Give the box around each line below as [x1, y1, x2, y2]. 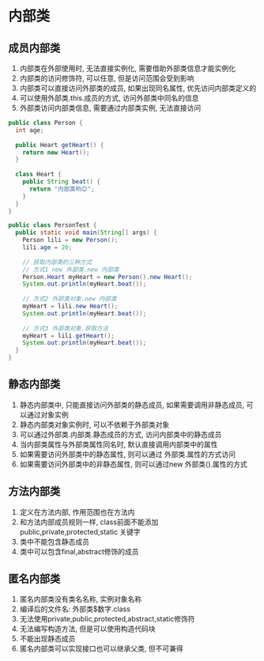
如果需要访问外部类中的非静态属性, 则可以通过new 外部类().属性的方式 [19, 459, 247, 469]
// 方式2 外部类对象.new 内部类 [22, 295, 117, 303]
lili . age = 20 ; [22, 244, 73, 251]
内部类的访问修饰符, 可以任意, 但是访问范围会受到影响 [19, 74, 194, 83]
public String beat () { [22, 178, 101, 186]
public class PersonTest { [8, 221, 97, 229]
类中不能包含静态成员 [19, 537, 89, 546]
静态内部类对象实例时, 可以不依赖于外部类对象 [19, 420, 170, 429]
